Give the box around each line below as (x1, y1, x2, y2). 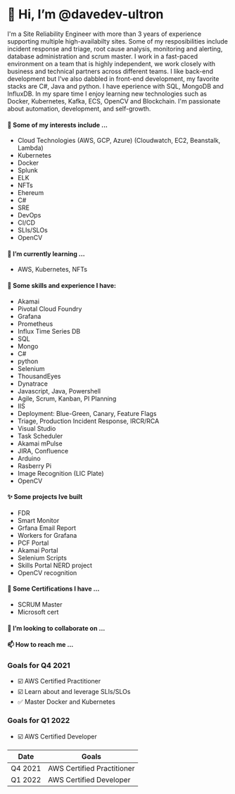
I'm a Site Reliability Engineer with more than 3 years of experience (7, 30, 202, 38)
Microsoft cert (17, 607, 59, 616)
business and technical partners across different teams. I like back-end (7, 67, 213, 75)
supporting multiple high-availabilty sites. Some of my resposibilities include (7, 37, 229, 45)
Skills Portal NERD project (17, 561, 93, 569)
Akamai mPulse (17, 439, 63, 448)
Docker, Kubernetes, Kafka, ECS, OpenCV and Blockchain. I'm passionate (7, 96, 221, 105)
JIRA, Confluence (17, 446, 69, 455)
